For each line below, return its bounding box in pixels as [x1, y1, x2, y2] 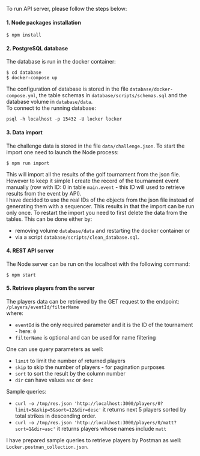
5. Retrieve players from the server [6, 284, 95, 292]
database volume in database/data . [6, 98, 93, 106]
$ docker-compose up [6, 75, 58, 81]
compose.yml [6, 93, 36, 99]
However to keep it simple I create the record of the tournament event [6, 177, 179, 184]
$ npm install [6, 32, 42, 38]
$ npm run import [6, 160, 50, 166]
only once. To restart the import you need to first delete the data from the [6, 209, 188, 216]
